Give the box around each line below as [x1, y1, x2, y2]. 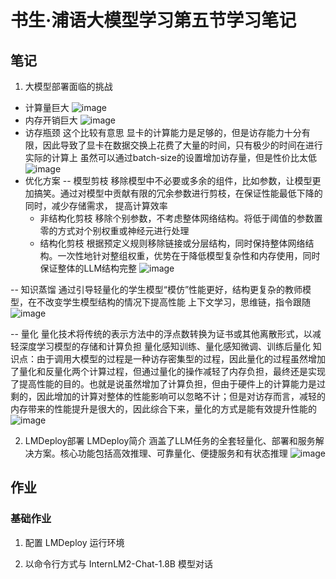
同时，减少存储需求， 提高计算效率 [24, 200, 168, 211]
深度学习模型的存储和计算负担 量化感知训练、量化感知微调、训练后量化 [18, 341, 311, 352]
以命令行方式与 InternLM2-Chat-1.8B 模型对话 [24, 557, 213, 570]
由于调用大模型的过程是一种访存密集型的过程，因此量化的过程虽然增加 [36, 353, 326, 365]
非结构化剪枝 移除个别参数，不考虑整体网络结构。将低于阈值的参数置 [39, 212, 323, 224]
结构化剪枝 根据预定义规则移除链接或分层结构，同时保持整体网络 [39, 237, 306, 249]
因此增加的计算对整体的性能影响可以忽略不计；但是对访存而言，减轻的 [36, 391, 326, 402]
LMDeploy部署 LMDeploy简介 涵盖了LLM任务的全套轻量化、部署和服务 [24, 435, 316, 446]
